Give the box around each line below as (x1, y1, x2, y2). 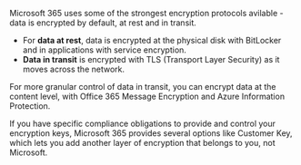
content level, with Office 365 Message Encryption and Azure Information (9, 91, 285, 102)
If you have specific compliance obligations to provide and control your (9, 118, 276, 129)
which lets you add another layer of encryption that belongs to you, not (9, 138, 276, 148)
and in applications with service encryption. (22, 44, 186, 55)
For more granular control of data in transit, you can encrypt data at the (9, 82, 276, 92)
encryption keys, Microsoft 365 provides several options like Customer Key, (9, 128, 293, 139)
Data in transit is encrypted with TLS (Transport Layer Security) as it (22, 54, 280, 64)
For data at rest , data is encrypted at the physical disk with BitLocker (22, 35, 282, 45)
